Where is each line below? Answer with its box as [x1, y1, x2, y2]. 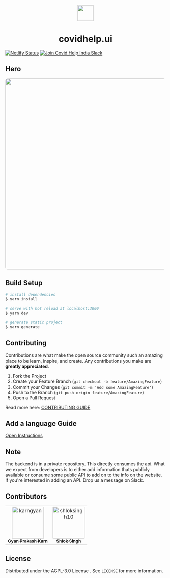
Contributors [5, 492, 47, 501]
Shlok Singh [56, 538, 81, 544]
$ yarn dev [5, 311, 29, 316]
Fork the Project [12, 373, 47, 379]
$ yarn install [5, 297, 38, 302]
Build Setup [5, 279, 43, 287]
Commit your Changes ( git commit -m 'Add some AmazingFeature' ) [12, 383, 154, 390]
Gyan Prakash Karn [8, 538, 48, 544]
